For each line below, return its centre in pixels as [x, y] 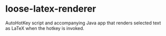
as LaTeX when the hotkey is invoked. [45, 28]
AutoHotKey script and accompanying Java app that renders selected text [83, 23]
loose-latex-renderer [51, 9]
